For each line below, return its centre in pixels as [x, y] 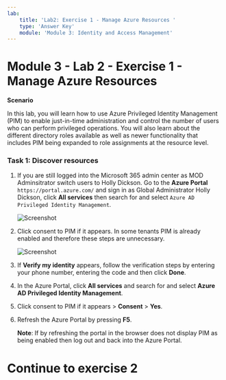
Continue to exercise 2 [73, 368]
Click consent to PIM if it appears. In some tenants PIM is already [109, 232]
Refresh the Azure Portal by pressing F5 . [74, 320]
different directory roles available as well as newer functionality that [103, 135]
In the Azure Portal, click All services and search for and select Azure [116, 286]
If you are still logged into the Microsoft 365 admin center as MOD [110, 175]
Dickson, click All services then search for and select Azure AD [106, 197]
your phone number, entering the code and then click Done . [101, 273]
